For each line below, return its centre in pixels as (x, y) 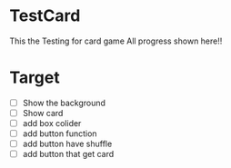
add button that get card (68, 154)
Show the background (64, 103)
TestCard (45, 16)
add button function (60, 133)
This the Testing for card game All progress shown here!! (116, 41)
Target (35, 78)
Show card (43, 113)
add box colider (52, 123)
